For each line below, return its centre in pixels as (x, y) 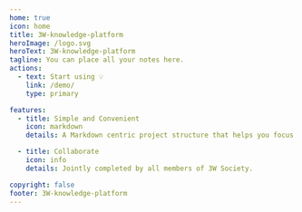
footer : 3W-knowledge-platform (68, 193)
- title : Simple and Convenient (79, 119)
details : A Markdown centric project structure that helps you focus (160, 135)
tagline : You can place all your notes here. (97, 60)
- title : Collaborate (58, 152)
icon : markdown (54, 127)
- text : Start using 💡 (61, 77)
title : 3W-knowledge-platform (67, 34)
